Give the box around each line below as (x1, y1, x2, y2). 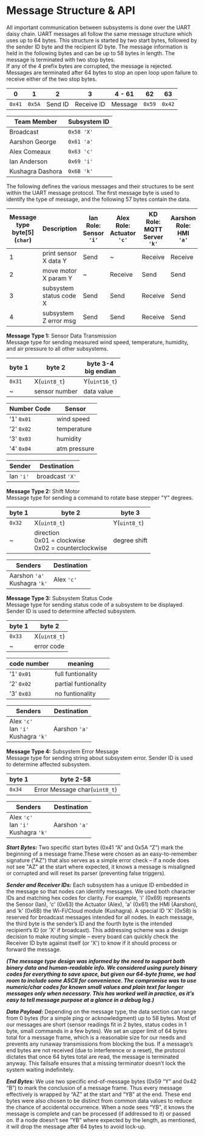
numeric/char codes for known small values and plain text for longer (6, 983, 184, 990)
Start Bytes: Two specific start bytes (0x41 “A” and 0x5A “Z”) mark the (6, 844, 183, 851)
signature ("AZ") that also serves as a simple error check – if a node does (6, 856, 189, 864)
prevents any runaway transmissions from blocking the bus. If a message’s (6, 1040, 193, 1047)
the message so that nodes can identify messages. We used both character (6, 887, 195, 895)
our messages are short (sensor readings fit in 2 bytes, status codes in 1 (6, 1021, 187, 1028)
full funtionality (54, 669, 98, 678)
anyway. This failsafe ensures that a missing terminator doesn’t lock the (6, 1060, 186, 1067)
